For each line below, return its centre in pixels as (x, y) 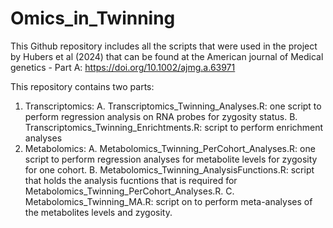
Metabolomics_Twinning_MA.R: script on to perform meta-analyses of (168, 201)
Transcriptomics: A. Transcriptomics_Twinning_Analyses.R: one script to (173, 106)
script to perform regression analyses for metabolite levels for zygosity (171, 159)
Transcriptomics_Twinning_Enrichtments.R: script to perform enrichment (174, 127)
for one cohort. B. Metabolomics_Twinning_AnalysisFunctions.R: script (169, 169)
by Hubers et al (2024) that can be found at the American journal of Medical (167, 56)
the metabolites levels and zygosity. (98, 212)
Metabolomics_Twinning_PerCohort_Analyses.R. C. (129, 191)
